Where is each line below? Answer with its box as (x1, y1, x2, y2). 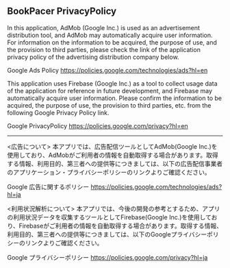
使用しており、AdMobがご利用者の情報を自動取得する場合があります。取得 (7, 151, 219, 159)
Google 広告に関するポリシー (7, 182, 90, 191)
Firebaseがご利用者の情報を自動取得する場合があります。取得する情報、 (18, 221, 223, 230)
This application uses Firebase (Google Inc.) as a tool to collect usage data (7, 79, 218, 88)
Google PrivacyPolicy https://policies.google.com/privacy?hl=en (7, 121, 188, 130)
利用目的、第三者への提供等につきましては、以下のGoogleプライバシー (7, 230, 207, 239)
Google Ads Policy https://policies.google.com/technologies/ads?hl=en (7, 66, 208, 74)
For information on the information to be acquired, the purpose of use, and (7, 38, 217, 47)
